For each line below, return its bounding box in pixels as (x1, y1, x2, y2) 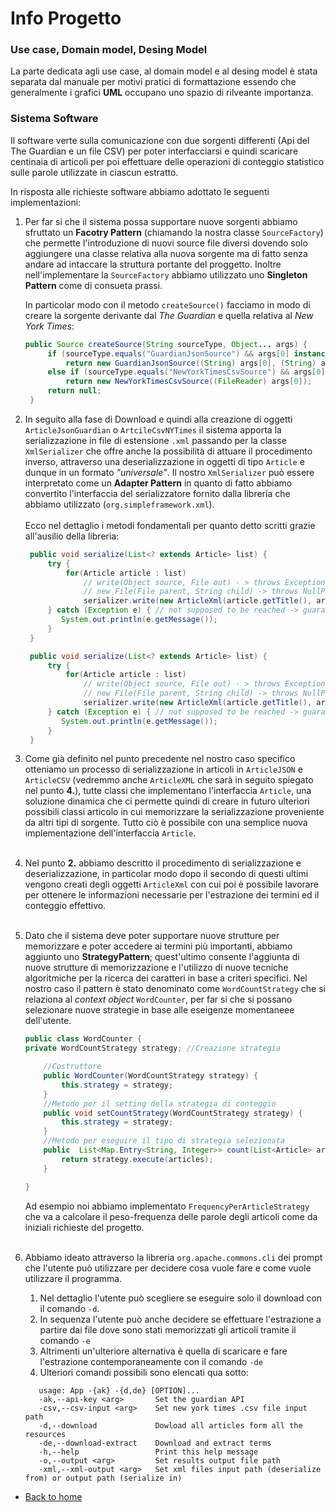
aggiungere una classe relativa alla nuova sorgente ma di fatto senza (24, 247, 308, 259)
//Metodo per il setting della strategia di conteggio (43, 1098, 277, 1109)
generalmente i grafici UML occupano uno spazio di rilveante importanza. (10, 87, 314, 99)
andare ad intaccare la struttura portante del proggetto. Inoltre (24, 258, 282, 270)
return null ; (47, 386, 102, 396)
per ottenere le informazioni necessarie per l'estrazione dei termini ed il (24, 889, 320, 901)
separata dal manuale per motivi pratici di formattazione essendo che (10, 76, 297, 88)
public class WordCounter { (24, 1034, 142, 1044)
